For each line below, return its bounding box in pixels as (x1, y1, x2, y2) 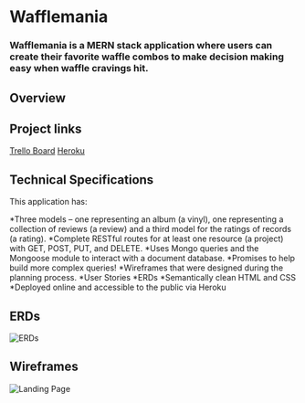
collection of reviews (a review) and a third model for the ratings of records (9, 224, 292, 235)
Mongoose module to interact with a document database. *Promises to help (9, 253, 295, 264)
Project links (9, 121, 82, 136)
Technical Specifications (9, 172, 154, 187)
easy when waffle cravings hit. (9, 62, 149, 75)
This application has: (9, 196, 88, 207)
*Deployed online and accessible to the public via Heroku (9, 281, 226, 293)
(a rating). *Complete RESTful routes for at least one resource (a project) (9, 233, 284, 244)
